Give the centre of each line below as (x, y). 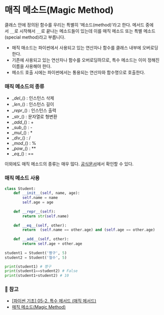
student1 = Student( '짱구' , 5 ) (36, 253)
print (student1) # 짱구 (28, 267)
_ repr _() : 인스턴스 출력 (34, 111)
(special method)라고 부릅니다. (35, 37)
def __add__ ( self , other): (41, 239)
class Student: (20, 188)
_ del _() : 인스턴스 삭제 (33, 98)
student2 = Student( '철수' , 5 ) (36, 258)
